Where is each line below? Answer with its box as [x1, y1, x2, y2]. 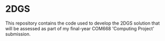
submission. [5, 31, 31, 37]
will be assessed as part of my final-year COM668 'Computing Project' [5, 25, 155, 31]
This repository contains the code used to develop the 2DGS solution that [5, 20, 160, 26]
